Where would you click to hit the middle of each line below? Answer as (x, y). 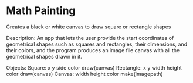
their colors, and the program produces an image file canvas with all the (93, 50)
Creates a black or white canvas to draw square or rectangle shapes (89, 27)
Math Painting (41, 11)
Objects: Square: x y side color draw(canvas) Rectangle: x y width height (94, 67)
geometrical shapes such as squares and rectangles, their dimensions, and (97, 44)
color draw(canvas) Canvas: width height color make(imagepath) (84, 74)
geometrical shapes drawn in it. (44, 56)
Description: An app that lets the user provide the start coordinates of (90, 38)
